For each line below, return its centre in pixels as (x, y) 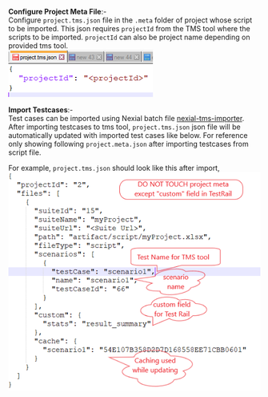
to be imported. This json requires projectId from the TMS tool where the (129, 28)
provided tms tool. (38, 46)
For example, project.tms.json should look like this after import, (114, 168)
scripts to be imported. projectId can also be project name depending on (129, 37)
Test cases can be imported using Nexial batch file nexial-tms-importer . (126, 118)
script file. (25, 152)
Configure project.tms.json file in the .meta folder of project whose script (130, 20)
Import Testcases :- (41, 110)
